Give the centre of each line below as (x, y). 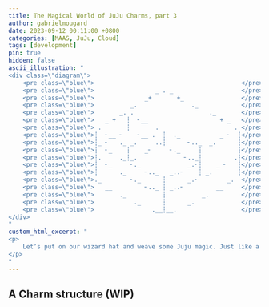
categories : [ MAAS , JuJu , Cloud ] (64, 38)
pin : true (25, 53)
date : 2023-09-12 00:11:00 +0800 (64, 30)
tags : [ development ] (43, 46)
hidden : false (32, 61)
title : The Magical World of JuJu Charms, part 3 (93, 16)
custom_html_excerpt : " (48, 232)
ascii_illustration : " (46, 68)
